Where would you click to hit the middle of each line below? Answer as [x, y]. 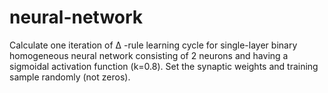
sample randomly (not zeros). [70, 77]
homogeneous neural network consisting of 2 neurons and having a [149, 55]
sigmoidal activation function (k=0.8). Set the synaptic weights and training [164, 66]
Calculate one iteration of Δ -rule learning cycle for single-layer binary [153, 45]
